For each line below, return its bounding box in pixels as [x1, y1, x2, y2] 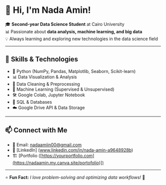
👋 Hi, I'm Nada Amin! [5, 4, 91, 16]
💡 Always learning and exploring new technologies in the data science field [5, 36, 158, 42]
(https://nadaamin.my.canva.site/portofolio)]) [12, 160, 104, 166]
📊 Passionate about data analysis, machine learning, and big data [5, 28, 142, 34]
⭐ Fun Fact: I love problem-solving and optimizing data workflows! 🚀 [5, 174, 145, 180]
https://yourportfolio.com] [41, 152, 95, 158]
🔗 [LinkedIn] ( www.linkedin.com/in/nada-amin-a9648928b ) [12, 147, 133, 153]
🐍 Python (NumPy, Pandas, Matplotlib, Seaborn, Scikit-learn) [12, 68, 136, 74]
